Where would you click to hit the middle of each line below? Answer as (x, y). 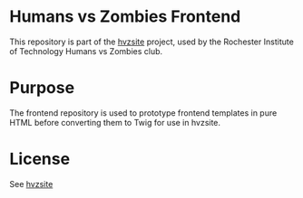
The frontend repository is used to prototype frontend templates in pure (143, 113)
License (40, 159)
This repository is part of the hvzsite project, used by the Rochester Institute (152, 42)
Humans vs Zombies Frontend (125, 17)
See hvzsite (31, 184)
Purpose (42, 88)
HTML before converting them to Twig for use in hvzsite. (115, 122)
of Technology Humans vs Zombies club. (86, 51)
